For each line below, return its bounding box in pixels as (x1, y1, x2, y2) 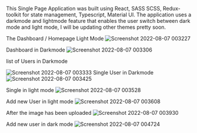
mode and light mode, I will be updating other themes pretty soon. (6, 23, 166, 30)
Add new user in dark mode (6, 121, 74, 128)
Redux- (162, 5, 181, 12)
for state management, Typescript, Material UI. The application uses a (22, 11, 192, 18)
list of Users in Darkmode (6, 58, 68, 64)
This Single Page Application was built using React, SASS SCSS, (6, 5, 162, 12)
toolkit (6, 11, 22, 18)
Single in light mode (6, 87, 54, 93)
